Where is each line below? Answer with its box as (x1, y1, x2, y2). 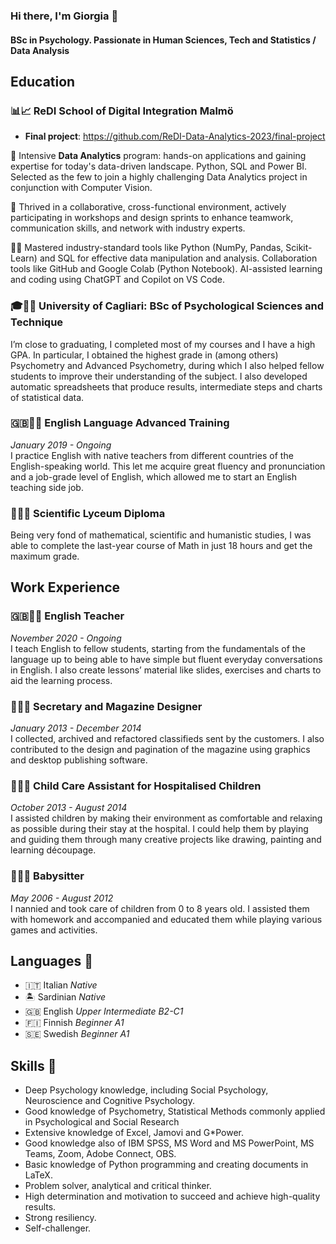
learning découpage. (10, 844, 97, 856)
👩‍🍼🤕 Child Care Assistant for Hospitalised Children (10, 779, 262, 793)
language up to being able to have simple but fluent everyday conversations (10, 653, 323, 665)
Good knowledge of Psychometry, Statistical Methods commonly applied (24, 1105, 326, 1118)
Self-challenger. (24, 1222, 92, 1234)
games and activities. (10, 924, 98, 936)
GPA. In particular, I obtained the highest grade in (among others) (10, 349, 279, 361)
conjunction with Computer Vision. (10, 182, 153, 194)
